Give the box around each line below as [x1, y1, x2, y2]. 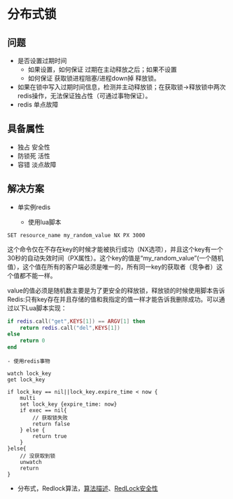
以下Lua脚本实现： [13, 303, 68, 312]
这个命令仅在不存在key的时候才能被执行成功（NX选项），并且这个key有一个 [7, 245, 224, 253]
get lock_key [7, 376, 45, 383]
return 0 [20, 338, 45, 345]
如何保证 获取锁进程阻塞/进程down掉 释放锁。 [27, 74, 160, 82]
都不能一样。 [19, 271, 57, 279]
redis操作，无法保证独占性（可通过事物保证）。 [17, 92, 152, 100]
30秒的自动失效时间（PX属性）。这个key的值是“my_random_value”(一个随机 [7, 253, 224, 262]
